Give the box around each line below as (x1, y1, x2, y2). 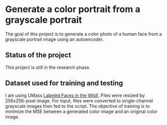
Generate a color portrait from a (5, 4, 140, 15)
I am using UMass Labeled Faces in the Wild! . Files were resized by (5, 92, 145, 98)
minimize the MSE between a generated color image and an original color (5, 108, 158, 114)
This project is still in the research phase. (5, 64, 91, 70)
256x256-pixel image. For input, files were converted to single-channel (5, 97, 153, 104)
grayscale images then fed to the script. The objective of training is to (5, 103, 150, 109)
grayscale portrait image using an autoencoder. (5, 36, 104, 42)
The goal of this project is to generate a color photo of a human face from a (5, 31, 162, 37)
